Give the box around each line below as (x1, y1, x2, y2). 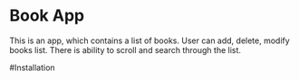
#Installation (9, 62, 56, 73)
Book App (9, 5, 84, 26)
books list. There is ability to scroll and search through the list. (9, 44, 242, 55)
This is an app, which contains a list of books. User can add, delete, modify (9, 35, 290, 46)
